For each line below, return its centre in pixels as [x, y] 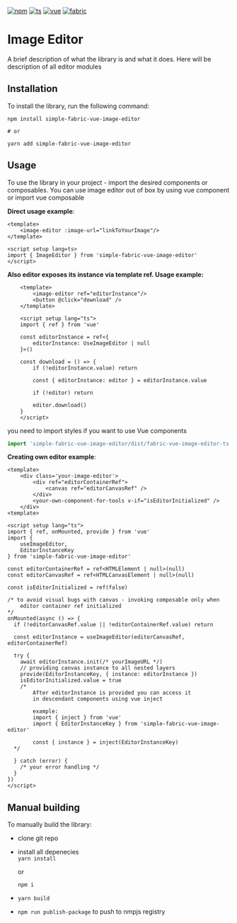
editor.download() [60, 405]
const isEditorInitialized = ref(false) [68, 587]
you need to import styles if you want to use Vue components [97, 430]
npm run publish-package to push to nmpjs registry [91, 912]
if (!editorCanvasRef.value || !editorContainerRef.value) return [114, 625]
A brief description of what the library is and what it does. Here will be [109, 59]
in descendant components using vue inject [98, 699]
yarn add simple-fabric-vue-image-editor [69, 144]
